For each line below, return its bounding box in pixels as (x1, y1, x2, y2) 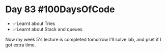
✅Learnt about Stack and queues (12, 26, 83, 32)
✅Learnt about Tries (12, 20, 56, 26)
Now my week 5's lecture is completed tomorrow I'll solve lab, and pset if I (5, 36, 161, 42)
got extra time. (5, 42, 36, 48)
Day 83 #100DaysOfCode (5, 4, 115, 15)
